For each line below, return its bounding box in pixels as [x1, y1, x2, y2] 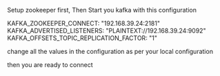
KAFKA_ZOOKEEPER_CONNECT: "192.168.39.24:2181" [7, 19, 161, 27]
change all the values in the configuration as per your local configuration [7, 48, 214, 55]
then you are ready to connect [7, 61, 93, 68]
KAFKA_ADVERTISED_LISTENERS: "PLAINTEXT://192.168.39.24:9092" [7, 27, 206, 35]
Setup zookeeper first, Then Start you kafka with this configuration [7, 6, 197, 14]
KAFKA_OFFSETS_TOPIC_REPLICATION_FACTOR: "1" [7, 34, 157, 42]
